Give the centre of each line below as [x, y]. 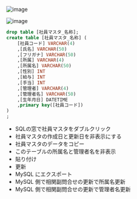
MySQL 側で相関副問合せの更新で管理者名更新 [73, 189]
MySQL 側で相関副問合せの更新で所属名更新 [70, 182]
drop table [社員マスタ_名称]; [42, 32]
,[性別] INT [31, 72]
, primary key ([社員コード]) [50, 105]
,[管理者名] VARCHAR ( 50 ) [47, 94]
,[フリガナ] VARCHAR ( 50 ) [47, 54]
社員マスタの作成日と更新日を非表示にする [68, 136]
